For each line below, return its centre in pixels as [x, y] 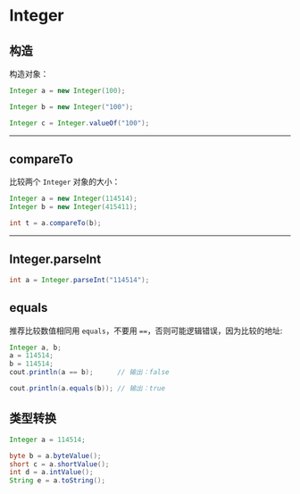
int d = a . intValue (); [51, 473]
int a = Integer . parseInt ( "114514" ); [79, 280]
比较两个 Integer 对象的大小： [65, 182]
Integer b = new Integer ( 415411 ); [74, 207]
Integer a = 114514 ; [48, 440]
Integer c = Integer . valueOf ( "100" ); [79, 123]
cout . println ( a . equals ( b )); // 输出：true [87, 389]
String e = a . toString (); [57, 481]
